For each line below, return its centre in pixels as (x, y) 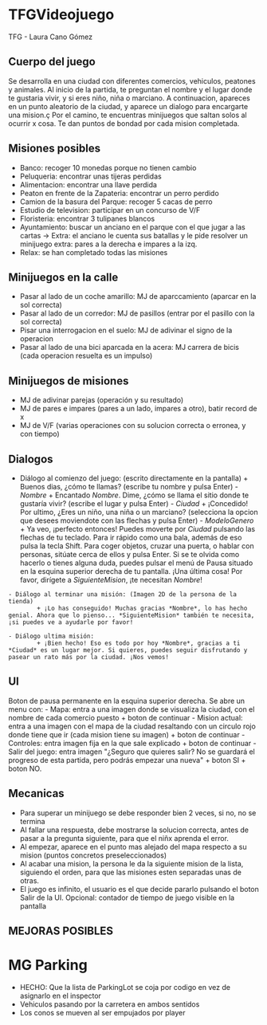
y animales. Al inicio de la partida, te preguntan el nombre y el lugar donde (130, 89)
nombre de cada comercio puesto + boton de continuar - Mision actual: (126, 717)
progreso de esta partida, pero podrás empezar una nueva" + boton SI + (127, 760)
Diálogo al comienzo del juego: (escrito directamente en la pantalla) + (134, 478)
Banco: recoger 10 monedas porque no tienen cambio (108, 167)
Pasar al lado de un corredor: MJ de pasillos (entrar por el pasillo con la (137, 313)
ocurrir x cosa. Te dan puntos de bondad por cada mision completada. (124, 123)
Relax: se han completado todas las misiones (94, 252)
